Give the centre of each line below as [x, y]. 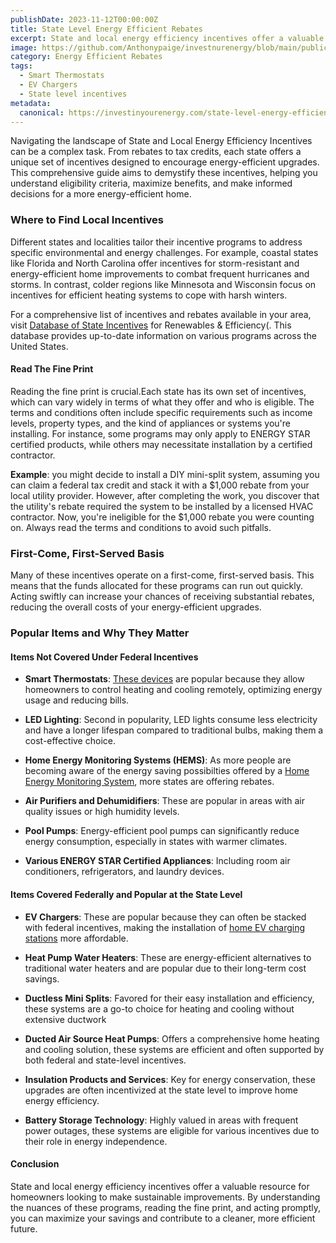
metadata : [31, 103]
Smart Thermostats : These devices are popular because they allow [164, 679]
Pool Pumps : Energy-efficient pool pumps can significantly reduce [162, 831]
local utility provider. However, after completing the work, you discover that [165, 495]
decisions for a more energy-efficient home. [101, 194]
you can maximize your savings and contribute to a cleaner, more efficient [163, 1218]
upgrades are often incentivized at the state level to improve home [161, 1090]
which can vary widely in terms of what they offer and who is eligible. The [162, 402]
